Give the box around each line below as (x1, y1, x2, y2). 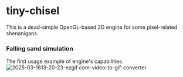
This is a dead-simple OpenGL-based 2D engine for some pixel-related (6, 24, 178, 31)
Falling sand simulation (6, 44, 73, 52)
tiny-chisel (6, 4, 60, 18)
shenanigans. (6, 29, 39, 36)
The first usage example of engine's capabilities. (6, 58, 124, 65)
